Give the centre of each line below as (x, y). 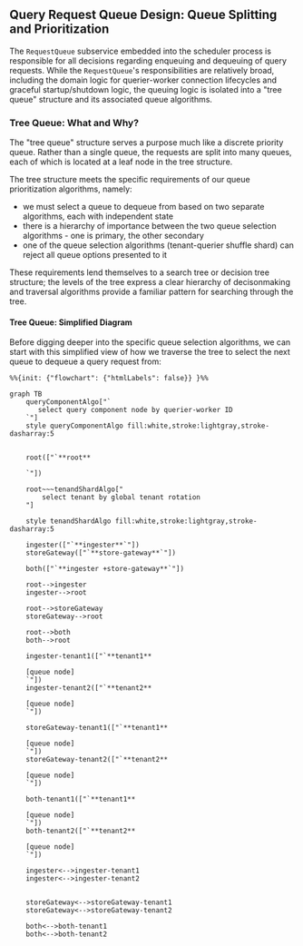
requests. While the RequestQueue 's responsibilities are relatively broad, (142, 70)
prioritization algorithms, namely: (71, 189)
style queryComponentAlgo (75, 426)
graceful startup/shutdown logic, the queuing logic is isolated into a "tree (146, 89)
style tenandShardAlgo (68, 521)
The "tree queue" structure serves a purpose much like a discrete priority (147, 143)
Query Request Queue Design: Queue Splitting (143, 15)
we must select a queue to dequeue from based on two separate (143, 207)
